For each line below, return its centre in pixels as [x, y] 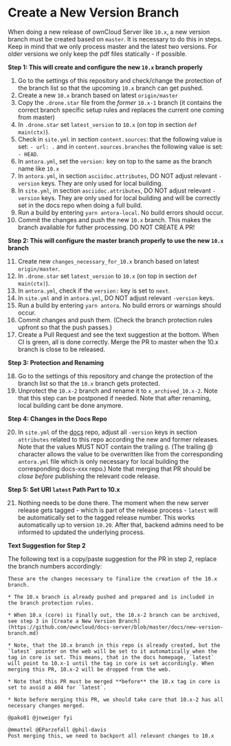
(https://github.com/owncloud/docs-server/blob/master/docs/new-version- [116, 627]
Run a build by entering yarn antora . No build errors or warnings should [119, 305]
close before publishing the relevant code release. [89, 476]
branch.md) [23, 633]
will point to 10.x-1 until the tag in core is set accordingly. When [111, 663]
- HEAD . [28, 154]
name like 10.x [38, 168]
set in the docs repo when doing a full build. [80, 205]
